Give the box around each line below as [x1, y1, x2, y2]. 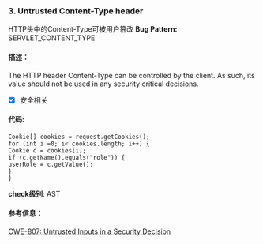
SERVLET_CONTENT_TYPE [8, 33, 96, 43]
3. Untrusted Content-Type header [8, 6, 144, 17]
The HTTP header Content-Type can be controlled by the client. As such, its [8, 70, 255, 80]
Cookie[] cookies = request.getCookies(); [8, 133, 150, 141]
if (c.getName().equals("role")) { [8, 153, 126, 161]
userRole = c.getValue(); [8, 160, 93, 168]
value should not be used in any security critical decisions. [8, 79, 199, 88]
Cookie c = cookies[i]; [8, 146, 87, 155]
